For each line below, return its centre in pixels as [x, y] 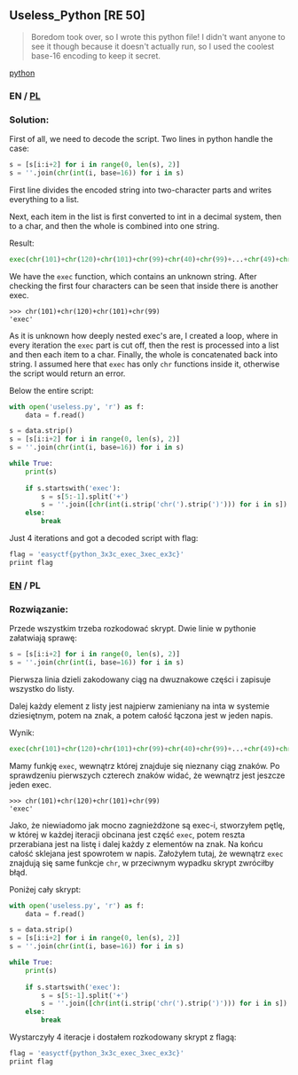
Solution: [29, 120]
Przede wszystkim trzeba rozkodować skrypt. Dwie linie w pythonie [133, 628]
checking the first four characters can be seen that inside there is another [144, 286]
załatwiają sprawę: [43, 638]
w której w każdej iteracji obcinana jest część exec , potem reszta [127, 835]
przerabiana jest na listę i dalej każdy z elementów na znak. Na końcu [136, 844]
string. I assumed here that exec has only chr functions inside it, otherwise [145, 364]
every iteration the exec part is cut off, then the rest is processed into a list [144, 345]
